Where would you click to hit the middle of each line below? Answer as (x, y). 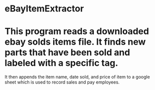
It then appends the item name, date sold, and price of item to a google (77, 77)
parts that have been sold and (67, 52)
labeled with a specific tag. (62, 63)
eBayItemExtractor (44, 9)
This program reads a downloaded (77, 32)
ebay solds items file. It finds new (75, 42)
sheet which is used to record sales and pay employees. (62, 82)
